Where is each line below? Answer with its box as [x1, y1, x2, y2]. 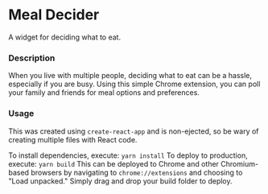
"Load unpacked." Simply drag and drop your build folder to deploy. [8, 175, 233, 186]
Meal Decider [8, 6, 100, 24]
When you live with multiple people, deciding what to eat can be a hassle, [8, 71, 252, 80]
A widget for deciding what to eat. [8, 32, 122, 42]
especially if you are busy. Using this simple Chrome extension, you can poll [8, 79, 261, 89]
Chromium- [221, 159, 259, 168]
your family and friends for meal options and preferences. [8, 88, 200, 97]
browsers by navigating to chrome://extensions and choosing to [31, 167, 243, 177]
